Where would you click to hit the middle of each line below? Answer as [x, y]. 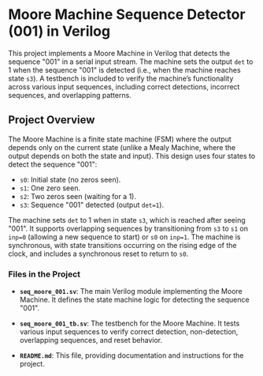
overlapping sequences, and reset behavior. [91, 340]
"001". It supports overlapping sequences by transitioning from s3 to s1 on [128, 228]
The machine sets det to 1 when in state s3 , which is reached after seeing [127, 220]
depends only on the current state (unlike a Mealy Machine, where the [122, 147]
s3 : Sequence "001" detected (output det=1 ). [91, 205]
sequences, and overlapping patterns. [70, 95]
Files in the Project [44, 274]
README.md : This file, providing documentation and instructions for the [131, 355]
